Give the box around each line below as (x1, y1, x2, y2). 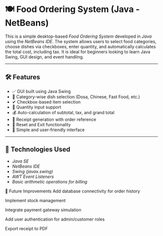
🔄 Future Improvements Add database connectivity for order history (5, 188, 140, 194)
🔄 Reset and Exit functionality (12, 121, 71, 127)
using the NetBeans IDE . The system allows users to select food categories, (5, 38, 157, 44)
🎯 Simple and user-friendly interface (12, 127, 85, 133)
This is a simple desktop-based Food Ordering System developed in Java (5, 33, 152, 39)
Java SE (12, 158, 29, 164)
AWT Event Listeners (12, 174, 54, 179)
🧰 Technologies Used (5, 146, 70, 154)
